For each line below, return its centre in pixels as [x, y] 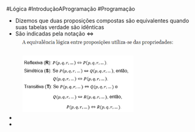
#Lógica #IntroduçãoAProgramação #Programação [71, 9]
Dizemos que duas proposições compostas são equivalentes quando [102, 20]
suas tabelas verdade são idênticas [60, 27]
